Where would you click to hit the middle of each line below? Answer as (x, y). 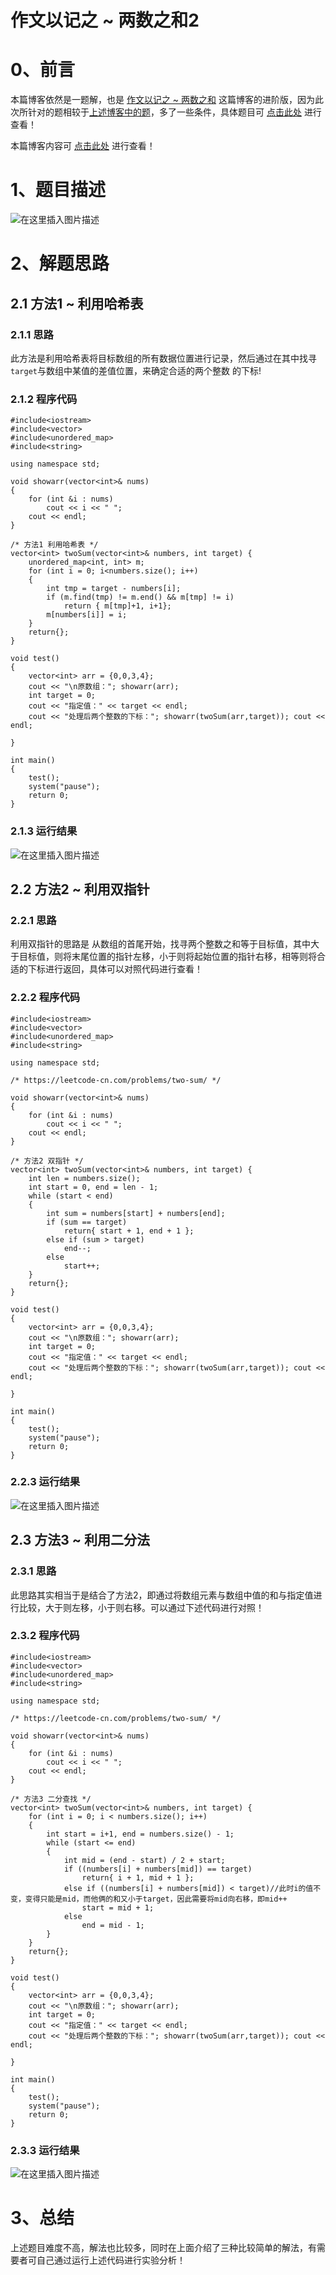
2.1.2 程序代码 (44, 399)
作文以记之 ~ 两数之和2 (105, 20)
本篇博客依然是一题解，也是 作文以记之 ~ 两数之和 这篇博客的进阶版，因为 (163, 100)
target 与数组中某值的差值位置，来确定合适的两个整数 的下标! (136, 370)
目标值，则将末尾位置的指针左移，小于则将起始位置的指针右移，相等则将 (167, 957)
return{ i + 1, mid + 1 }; (138, 1877)
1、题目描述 (58, 190)
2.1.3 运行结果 (44, 831)
